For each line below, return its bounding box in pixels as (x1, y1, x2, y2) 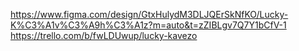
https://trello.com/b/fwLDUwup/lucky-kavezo (10, 30, 198, 41)
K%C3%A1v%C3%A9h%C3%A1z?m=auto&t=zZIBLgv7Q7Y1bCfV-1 (10, 19, 287, 31)
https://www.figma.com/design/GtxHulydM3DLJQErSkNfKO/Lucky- (10, 9, 289, 20)
